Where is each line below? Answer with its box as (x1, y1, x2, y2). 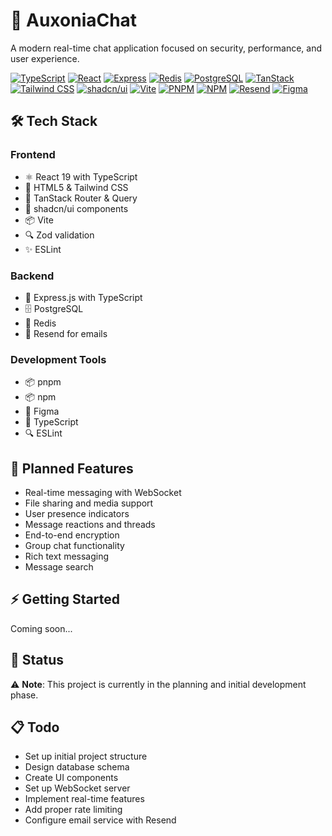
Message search (24, 561, 94, 573)
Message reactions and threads (24, 519, 156, 531)
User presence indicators (24, 508, 130, 520)
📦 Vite (24, 214, 54, 226)
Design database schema (24, 761, 130, 773)
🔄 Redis (24, 317, 57, 329)
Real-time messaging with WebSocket (24, 487, 182, 499)
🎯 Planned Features (10, 460, 134, 477)
